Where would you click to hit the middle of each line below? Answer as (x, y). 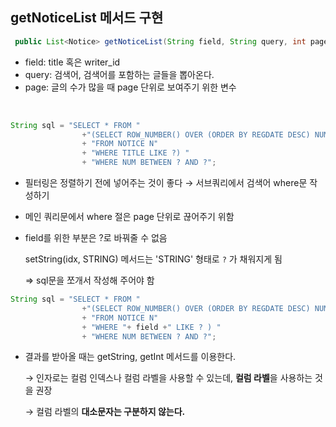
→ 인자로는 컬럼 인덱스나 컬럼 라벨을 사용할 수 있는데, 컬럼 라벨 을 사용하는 (168, 378)
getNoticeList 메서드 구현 (87, 18)
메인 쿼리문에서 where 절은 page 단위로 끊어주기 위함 (129, 217)
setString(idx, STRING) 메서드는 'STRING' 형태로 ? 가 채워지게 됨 (153, 259)
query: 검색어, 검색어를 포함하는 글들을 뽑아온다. (119, 74)
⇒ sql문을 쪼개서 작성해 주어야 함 (89, 280)
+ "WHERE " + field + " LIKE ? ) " (151, 327)
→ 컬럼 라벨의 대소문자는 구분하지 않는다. (105, 412)
